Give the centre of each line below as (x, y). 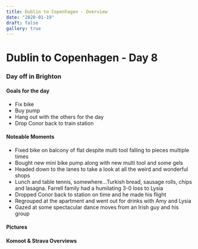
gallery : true (24, 28)
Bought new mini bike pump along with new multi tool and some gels (99, 162)
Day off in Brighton (34, 76)
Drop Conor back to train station (54, 123)
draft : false (22, 23)
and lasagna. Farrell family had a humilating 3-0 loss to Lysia (89, 188)
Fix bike (24, 104)
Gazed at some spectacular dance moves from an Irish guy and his (97, 207)
